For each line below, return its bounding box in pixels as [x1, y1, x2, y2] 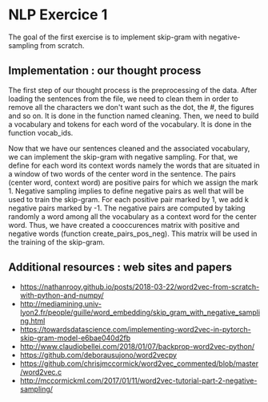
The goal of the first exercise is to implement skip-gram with [8, 32, 207, 42]
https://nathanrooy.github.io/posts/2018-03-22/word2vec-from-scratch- [19, 282, 260, 291]
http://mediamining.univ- [19, 298, 102, 308]
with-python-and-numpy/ [19, 290, 104, 300]
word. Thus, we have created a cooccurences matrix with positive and [8, 220, 240, 229]
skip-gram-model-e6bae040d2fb [19, 333, 131, 343]
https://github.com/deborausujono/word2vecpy [19, 350, 178, 359]
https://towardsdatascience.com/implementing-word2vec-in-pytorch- [19, 324, 252, 334]
